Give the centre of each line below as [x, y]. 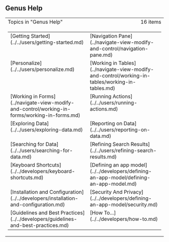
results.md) [103, 156]
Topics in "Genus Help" [35, 22]
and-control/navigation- [119, 48]
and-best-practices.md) [40, 225]
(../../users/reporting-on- [120, 129]
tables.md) [103, 88]
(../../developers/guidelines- [44, 219]
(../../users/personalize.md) [43, 69]
